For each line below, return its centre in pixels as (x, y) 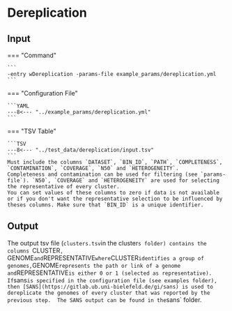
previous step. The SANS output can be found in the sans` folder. (105, 299)
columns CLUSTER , (36, 250)
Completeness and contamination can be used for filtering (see (102, 174)
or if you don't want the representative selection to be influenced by (115, 199)
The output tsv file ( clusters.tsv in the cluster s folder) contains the (107, 243)
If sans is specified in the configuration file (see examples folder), (112, 280)
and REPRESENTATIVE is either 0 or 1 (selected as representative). (110, 273)
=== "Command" (32, 55)
